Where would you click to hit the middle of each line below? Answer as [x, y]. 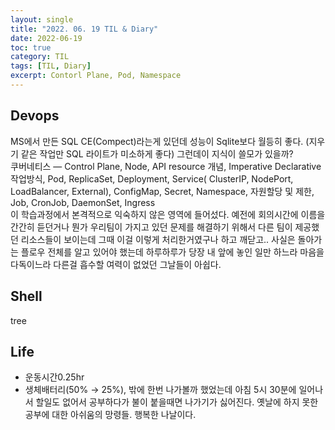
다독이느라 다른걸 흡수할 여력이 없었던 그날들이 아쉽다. [116, 264]
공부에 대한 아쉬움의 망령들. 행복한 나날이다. [110, 415]
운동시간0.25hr [54, 377]
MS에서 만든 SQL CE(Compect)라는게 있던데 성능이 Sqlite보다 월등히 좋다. [157, 141]
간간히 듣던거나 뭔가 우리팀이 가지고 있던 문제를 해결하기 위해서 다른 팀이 [151, 227]
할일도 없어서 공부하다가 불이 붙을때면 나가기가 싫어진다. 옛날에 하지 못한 [177, 402]
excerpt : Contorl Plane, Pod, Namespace [96, 76]
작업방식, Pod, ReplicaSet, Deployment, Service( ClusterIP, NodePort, [152, 178]
